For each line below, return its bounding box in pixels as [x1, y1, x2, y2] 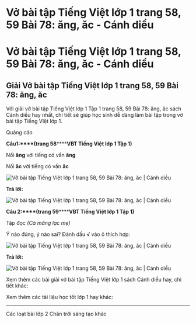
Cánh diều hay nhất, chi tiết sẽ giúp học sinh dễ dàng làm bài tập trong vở [6, 112, 184, 119]
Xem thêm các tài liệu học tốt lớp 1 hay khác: [6, 294, 114, 301]
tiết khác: [6, 282, 29, 289]
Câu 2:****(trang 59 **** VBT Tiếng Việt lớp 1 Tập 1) [6, 208, 135, 216]
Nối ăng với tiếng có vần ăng [6, 152, 76, 159]
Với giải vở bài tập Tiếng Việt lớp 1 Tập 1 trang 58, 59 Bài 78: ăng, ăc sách [6, 105, 182, 112]
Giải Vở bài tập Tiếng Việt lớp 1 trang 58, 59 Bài [6, 81, 179, 91]
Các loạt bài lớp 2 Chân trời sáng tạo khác [6, 310, 107, 318]
